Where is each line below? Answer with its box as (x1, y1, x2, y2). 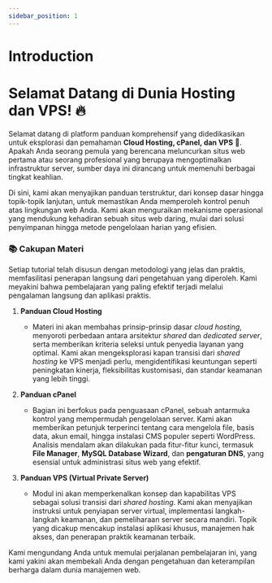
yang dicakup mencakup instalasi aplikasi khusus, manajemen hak (32, 524, 255, 533)
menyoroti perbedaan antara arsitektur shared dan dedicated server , (32, 331, 262, 341)
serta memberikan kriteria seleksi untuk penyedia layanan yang (32, 339, 244, 350)
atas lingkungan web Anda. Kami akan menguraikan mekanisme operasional (8, 205, 264, 215)
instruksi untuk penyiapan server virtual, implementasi (32, 506, 214, 516)
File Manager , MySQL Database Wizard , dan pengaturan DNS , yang (32, 449, 265, 459)
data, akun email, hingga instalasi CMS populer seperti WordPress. (32, 432, 256, 442)
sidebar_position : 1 (8, 11, 79, 20)
